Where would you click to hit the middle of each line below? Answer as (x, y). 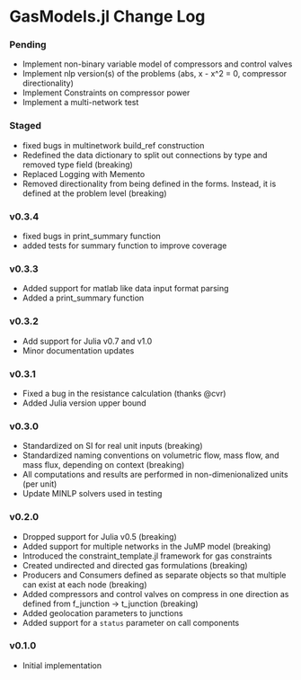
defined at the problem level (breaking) (94, 193)
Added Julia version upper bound (84, 403)
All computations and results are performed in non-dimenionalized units (155, 475)
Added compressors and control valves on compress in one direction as (155, 594)
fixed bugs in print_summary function (92, 237)
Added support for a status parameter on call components (131, 622)
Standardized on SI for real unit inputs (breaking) (113, 446)
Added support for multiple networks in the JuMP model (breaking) (146, 546)
